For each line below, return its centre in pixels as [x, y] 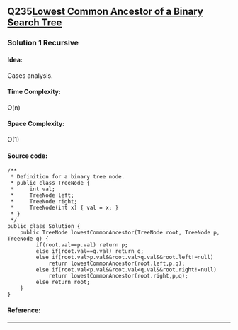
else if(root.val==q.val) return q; [90, 251]
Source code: [28, 156]
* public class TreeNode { [50, 183]
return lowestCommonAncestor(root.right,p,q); [119, 276]
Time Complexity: [34, 92]
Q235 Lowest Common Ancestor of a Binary [105, 12]
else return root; [63, 283]
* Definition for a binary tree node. [68, 177]
